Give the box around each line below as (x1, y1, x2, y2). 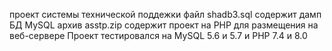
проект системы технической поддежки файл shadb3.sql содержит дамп (9, 9, 322, 20)
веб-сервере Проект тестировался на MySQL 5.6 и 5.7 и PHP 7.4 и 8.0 (9, 30, 308, 41)
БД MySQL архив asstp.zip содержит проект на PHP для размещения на (9, 19, 319, 31)
